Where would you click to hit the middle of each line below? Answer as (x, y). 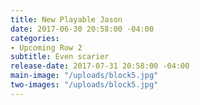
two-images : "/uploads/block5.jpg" (84, 85)
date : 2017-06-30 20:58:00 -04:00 (82, 29)
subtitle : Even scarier (60, 57)
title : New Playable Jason (66, 19)
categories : (35, 38)
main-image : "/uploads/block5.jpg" (84, 76)
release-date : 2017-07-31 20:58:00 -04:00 (100, 66)
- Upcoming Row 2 (46, 47)
